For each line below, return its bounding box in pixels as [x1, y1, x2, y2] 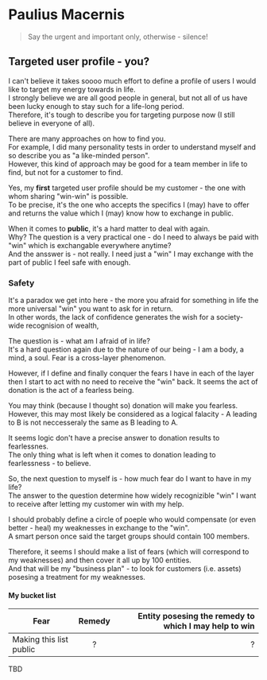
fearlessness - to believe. [8, 459, 91, 468]
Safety [8, 277, 35, 288]
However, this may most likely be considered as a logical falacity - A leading [8, 410, 257, 419]
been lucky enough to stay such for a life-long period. [8, 101, 184, 111]
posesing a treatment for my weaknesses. [8, 573, 145, 582]
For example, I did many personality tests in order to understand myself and [8, 142, 256, 152]
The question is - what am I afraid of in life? [8, 336, 151, 346]
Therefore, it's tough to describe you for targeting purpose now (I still [8, 110, 235, 119]
